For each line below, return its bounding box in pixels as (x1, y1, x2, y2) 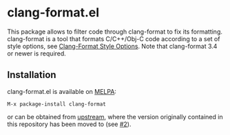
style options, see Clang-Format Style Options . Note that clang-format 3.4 (7, 42, 218, 50)
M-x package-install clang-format (7, 101, 107, 108)
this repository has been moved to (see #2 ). (7, 120, 132, 128)
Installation (7, 69, 56, 81)
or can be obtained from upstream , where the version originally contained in (7, 112, 223, 121)
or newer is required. (7, 49, 67, 58)
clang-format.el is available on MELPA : (7, 87, 117, 95)
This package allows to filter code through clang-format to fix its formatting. (7, 27, 222, 36)
